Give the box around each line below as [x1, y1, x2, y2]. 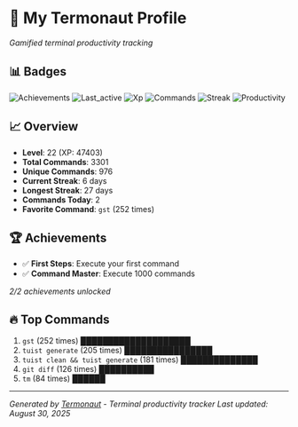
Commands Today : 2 [21, 194, 100, 205]
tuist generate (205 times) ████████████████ [21, 345, 213, 356]
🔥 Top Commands [9, 312, 110, 327]
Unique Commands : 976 [21, 166, 114, 177]
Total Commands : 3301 [21, 156, 109, 167]
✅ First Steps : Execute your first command [21, 258, 180, 269]
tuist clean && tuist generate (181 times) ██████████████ [21, 354, 259, 365]
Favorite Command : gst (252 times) [21, 203, 155, 214]
